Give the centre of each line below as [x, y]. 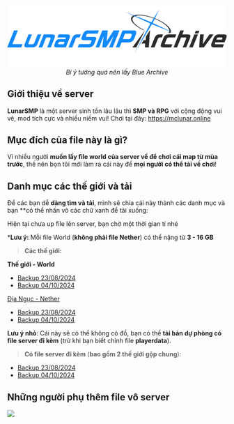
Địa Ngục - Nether [34, 299]
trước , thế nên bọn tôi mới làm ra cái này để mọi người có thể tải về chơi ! [112, 164]
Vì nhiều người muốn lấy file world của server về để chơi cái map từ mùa [112, 157]
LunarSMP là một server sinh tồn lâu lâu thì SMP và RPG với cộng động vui [115, 111]
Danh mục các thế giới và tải [70, 186]
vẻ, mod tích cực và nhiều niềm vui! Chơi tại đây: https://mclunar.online [109, 118]
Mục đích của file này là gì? [68, 140]
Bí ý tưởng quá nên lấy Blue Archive [117, 72]
